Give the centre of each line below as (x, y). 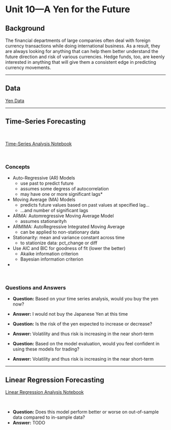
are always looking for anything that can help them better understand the (82, 51)
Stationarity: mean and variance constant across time (68, 237)
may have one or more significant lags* (61, 194)
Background (25, 28)
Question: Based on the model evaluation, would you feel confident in (86, 344)
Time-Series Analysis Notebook (39, 143)
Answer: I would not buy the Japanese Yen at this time (70, 314)
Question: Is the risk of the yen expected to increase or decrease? (82, 324)
